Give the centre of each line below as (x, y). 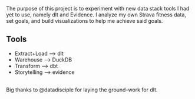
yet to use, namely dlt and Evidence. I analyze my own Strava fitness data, (96, 15)
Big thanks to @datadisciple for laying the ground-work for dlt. (82, 90)
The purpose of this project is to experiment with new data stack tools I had (98, 8)
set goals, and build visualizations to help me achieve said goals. (85, 21)
